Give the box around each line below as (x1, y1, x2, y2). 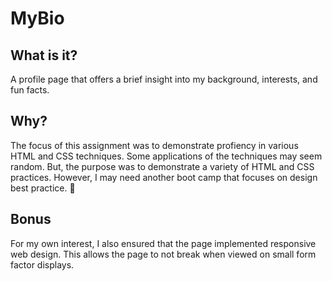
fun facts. (10, 84, 50, 96)
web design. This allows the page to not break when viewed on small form (10, 248, 317, 260)
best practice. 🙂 (10, 182, 76, 194)
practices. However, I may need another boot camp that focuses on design (10, 171, 318, 183)
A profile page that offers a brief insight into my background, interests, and (10, 73, 318, 85)
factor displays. (10, 258, 75, 271)
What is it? (10, 47, 78, 64)
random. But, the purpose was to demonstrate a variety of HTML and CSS (10, 160, 315, 172)
